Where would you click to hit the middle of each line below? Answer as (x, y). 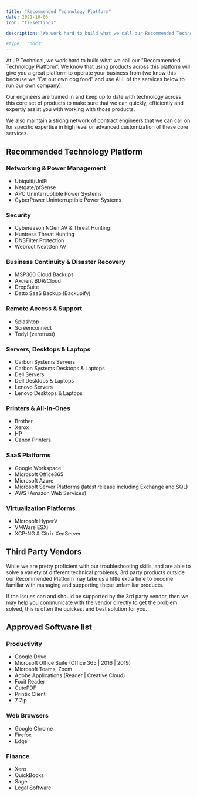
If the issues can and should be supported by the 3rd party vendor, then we (97, 596)
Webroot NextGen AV (40, 247)
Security (18, 215)
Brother (24, 421)
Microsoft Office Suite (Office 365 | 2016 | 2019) (72, 663)
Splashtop (27, 322)
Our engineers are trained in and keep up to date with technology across (94, 97)
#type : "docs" (25, 44)
